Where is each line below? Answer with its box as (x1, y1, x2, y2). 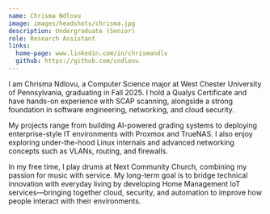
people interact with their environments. (8, 195, 141, 206)
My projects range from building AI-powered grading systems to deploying (8, 120, 257, 130)
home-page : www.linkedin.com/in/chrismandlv (15, 49, 168, 57)
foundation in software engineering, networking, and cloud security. (8, 104, 234, 114)
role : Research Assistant (8, 34, 95, 43)
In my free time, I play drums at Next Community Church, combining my (8, 162, 247, 171)
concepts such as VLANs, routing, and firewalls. (8, 146, 168, 156)
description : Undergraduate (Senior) (8, 27, 136, 35)
